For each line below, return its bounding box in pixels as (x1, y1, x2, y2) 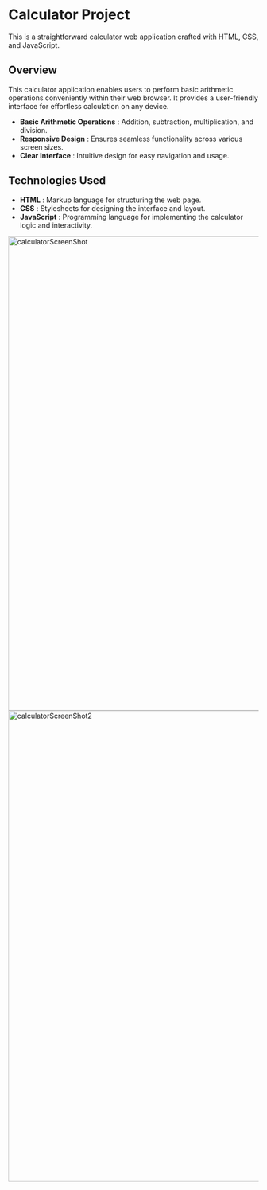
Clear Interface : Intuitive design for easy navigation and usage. (19, 150, 230, 160)
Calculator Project (8, 6, 130, 24)
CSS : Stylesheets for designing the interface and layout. (19, 203, 206, 213)
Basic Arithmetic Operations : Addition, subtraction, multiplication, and (19, 117, 254, 127)
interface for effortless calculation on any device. (8, 101, 169, 111)
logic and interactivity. (19, 220, 93, 230)
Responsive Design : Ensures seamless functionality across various (19, 134, 243, 143)
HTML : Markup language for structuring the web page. (19, 195, 202, 205)
